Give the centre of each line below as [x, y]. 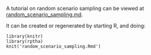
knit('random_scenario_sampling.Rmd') [53, 46]
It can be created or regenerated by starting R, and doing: [76, 26]
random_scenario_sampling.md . [45, 14]
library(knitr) [25, 36]
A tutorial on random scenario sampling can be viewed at [75, 8]
